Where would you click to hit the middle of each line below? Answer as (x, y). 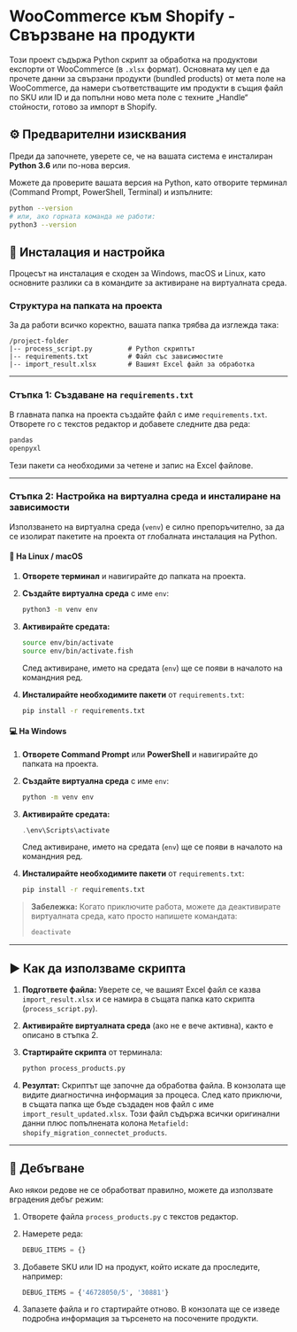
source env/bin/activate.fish (78, 651)
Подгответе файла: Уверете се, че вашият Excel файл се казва (141, 990)
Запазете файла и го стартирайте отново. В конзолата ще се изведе (151, 1309)
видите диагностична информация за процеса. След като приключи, (152, 1095)
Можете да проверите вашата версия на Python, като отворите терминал (148, 182)
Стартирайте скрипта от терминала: (92, 1052)
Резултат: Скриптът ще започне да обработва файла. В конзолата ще (154, 1085)
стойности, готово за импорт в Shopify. (83, 106)
